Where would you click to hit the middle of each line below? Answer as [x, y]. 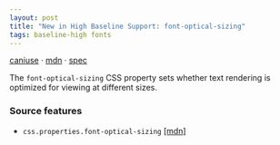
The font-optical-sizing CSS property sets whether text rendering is [140, 78]
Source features [46, 111]
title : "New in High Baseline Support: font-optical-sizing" [128, 26]
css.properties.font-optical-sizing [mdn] [104, 130]
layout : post [34, 18]
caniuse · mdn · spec [49, 61]
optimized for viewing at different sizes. [83, 88]
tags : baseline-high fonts [60, 34]
